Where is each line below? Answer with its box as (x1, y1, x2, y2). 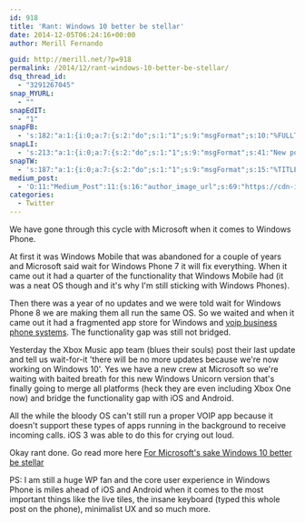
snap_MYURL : (9, 88, 54, 98)
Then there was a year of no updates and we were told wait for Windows (9, 297, 281, 308)
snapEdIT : (9, 106, 47, 115)
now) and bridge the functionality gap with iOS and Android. (9, 393, 234, 403)
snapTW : (9, 156, 39, 166)
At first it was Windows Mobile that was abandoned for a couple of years (9, 251, 281, 262)
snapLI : (9, 140, 39, 149)
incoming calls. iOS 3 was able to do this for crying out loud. (9, 429, 234, 440)
